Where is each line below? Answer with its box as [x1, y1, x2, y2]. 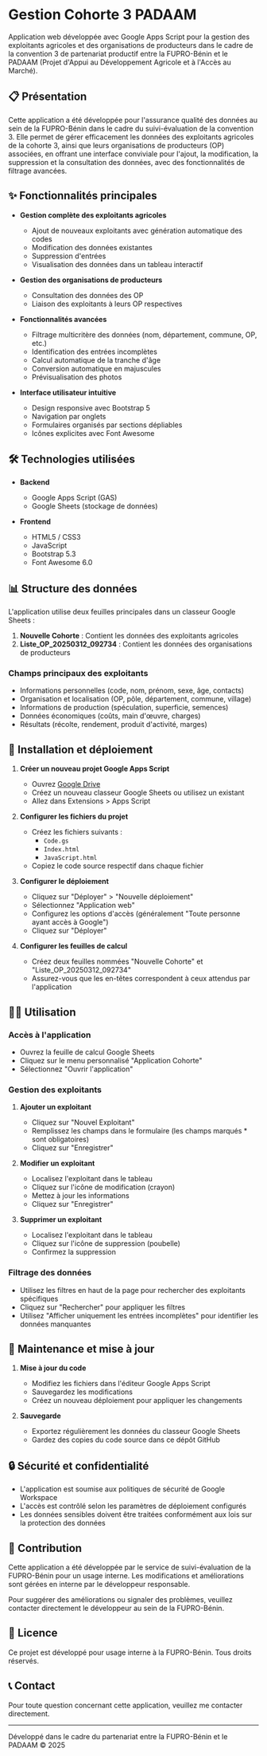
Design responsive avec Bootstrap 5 [31, 403, 151, 412]
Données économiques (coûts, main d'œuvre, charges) [19, 711, 201, 721]
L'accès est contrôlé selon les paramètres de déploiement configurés [19, 1501, 247, 1511]
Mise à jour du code [19, 1363, 87, 1373]
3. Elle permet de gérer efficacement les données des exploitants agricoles [8, 132, 254, 141]
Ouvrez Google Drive [31, 780, 101, 789]
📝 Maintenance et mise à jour [8, 1342, 155, 1356]
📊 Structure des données [8, 582, 137, 595]
